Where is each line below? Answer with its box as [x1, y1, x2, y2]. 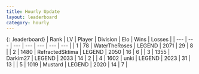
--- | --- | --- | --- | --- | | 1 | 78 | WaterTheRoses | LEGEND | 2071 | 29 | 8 [13, 42, 194, 49]
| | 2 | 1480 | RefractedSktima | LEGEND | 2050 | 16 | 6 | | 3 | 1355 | [6, 49, 170, 56]
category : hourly [6, 20, 50, 25]
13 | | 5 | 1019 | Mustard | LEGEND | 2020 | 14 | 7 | [6, 61, 128, 68]
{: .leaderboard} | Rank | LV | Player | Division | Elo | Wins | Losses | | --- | [6, 36, 187, 43]
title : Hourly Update [6, 8, 60, 15]
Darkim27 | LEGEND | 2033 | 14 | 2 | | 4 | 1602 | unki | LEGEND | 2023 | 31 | [6, 54, 191, 62]
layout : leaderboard [6, 14, 58, 20]
